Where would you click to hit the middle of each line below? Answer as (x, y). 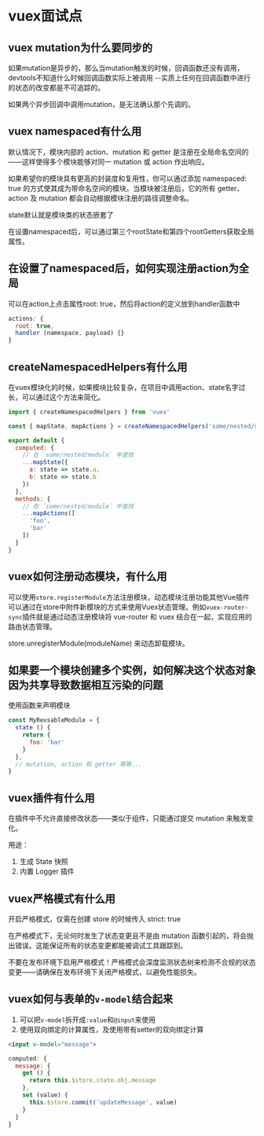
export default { (37, 440)
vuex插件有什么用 (51, 798)
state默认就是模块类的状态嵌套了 (61, 215)
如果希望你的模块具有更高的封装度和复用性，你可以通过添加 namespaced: (128, 178)
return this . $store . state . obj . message (92, 1081)
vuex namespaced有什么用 (75, 132)
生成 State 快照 (44, 862)
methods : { (33, 499)
